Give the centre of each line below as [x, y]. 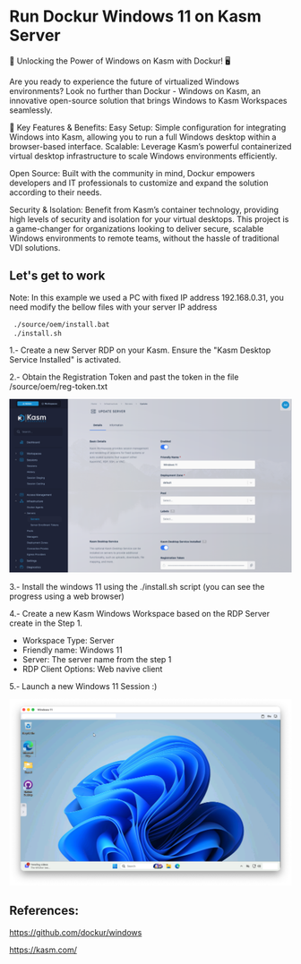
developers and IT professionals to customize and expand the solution [139, 183]
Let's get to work [57, 276]
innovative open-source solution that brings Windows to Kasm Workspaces [148, 100]
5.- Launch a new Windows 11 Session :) [83, 686]
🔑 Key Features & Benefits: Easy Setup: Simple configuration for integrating [148, 127]
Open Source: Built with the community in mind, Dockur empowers [132, 173]
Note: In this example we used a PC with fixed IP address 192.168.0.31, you [146, 297]
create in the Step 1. [46, 623]
